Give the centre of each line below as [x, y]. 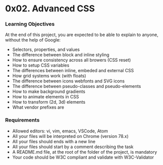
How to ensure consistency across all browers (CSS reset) [71, 60]
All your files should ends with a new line [54, 141]
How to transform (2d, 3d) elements [49, 102]
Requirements [22, 120]
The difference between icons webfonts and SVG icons [68, 81]
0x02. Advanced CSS [50, 9]
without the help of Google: [33, 40]
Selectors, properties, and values [46, 49]
